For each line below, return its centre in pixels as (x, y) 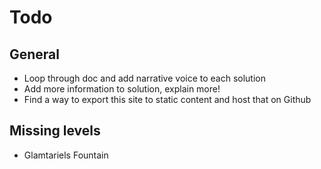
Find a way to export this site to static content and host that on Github (167, 99)
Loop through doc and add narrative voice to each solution (145, 78)
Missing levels (55, 131)
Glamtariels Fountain (66, 155)
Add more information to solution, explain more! (122, 89)
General (35, 54)
